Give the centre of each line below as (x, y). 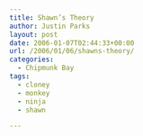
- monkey (34, 93)
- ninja (32, 101)
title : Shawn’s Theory (52, 18)
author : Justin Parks (50, 26)
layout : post (34, 34)
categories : (31, 59)
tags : (19, 77)
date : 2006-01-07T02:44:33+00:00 (72, 43)
